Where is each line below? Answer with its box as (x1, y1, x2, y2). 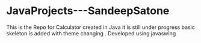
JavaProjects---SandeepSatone (6, 4, 170, 18)
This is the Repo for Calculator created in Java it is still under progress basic (6, 24, 196, 31)
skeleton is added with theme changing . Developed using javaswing (6, 29, 176, 37)
